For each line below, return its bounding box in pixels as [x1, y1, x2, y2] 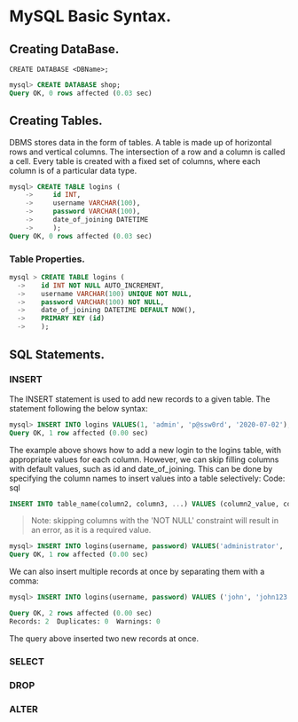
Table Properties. [9, 253, 86, 265]
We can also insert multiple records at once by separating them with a [9, 566, 265, 577]
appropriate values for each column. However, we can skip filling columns [9, 454, 279, 465]
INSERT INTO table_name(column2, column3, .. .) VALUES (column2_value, [9, 499, 279, 508]
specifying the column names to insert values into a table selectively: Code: [9, 473, 286, 483]
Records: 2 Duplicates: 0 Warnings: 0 [9, 616, 161, 626]
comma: [9, 576, 39, 586]
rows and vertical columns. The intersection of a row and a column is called [9, 146, 286, 157]
